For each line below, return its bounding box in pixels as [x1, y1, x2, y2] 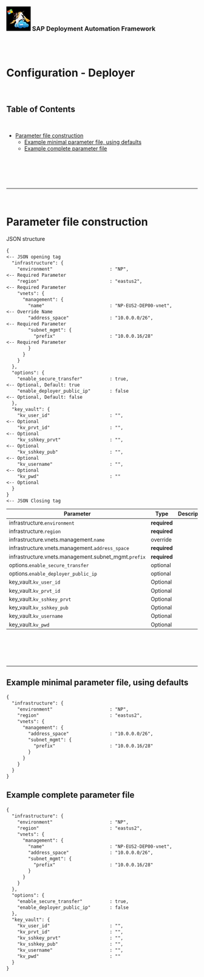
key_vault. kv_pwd [8, 621, 50, 628]
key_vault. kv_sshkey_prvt [8, 595, 72, 603]
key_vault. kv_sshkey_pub [8, 604, 69, 611]
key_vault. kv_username [8, 612, 63, 620]
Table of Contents [6, 104, 76, 114]
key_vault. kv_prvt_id [8, 587, 61, 594]
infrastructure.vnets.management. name [8, 536, 105, 543]
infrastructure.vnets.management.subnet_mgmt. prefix [8, 553, 146, 560]
